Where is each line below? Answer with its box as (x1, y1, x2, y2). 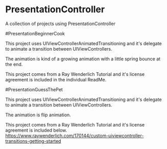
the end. (5, 61, 23, 67)
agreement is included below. (5, 127, 67, 133)
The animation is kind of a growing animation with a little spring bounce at (5, 55, 161, 62)
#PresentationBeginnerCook (5, 30, 65, 36)
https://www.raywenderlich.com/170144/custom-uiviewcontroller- (5, 132, 144, 139)
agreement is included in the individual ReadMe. (5, 76, 107, 82)
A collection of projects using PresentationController (5, 20, 116, 27)
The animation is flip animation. (5, 112, 71, 118)
